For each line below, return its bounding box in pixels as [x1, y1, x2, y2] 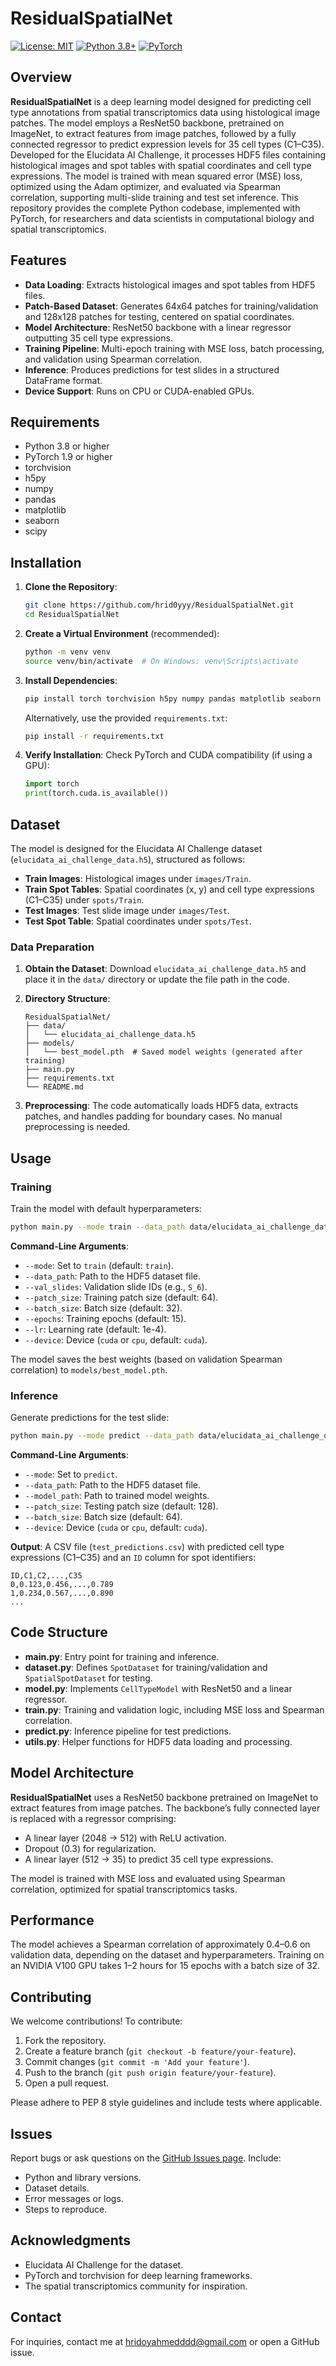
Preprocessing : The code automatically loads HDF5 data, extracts [24, 1100, 299, 1112]
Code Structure [10, 1624, 108, 1641]
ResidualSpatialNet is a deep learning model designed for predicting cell [10, 95, 312, 107]
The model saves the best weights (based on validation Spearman [10, 1353, 283, 1365]
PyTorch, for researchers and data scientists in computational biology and [10, 212, 315, 224]
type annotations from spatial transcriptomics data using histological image [10, 106, 321, 118]
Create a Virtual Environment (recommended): [24, 627, 220, 639]
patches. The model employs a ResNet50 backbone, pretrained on [10, 117, 285, 129]
